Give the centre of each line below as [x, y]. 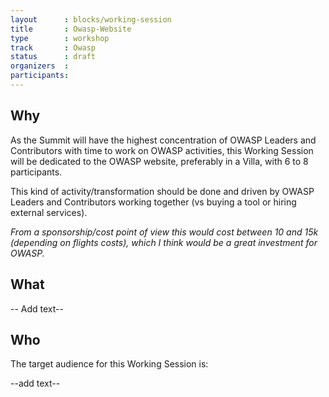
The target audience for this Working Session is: [109, 364]
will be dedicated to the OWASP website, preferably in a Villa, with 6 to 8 [159, 161]
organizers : [40, 66]
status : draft [53, 57]
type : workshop [60, 38]
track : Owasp [53, 47]
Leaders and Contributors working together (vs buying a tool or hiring [153, 202]
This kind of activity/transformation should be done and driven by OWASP [162, 191]
